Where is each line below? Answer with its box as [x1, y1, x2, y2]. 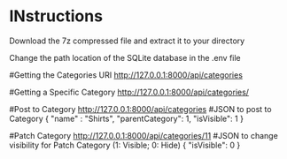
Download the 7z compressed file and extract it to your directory [9, 35, 245, 46]
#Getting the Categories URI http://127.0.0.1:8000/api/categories [9, 69, 244, 80]
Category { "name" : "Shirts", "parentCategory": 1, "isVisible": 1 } [9, 113, 244, 124]
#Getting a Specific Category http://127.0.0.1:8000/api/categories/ [9, 87, 250, 97]
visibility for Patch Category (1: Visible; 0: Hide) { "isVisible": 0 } [9, 140, 241, 150]
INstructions [9, 6, 104, 26]
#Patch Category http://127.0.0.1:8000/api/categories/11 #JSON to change [9, 130, 279, 140]
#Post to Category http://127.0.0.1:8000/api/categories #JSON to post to [9, 103, 272, 114]
